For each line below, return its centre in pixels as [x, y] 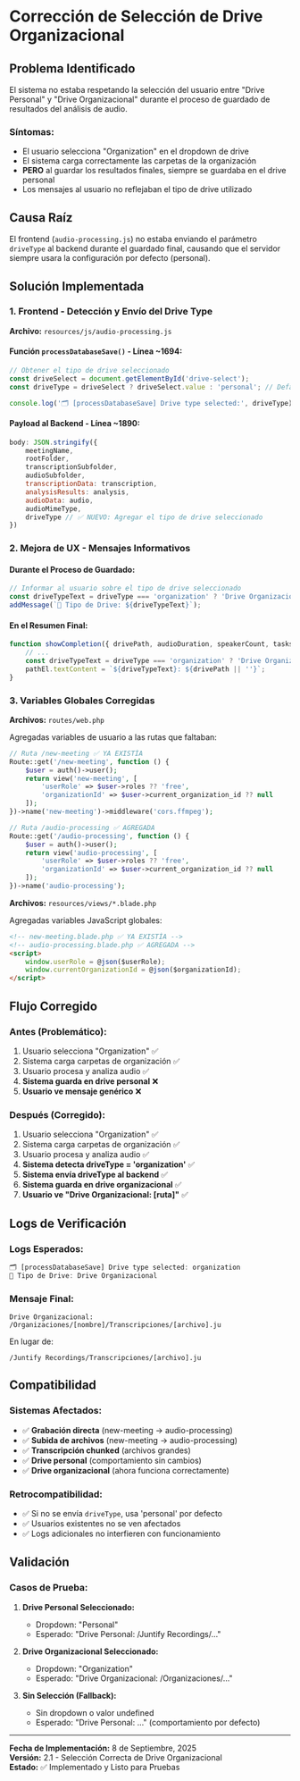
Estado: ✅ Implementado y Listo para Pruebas [95, 1767]
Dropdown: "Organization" [84, 1668]
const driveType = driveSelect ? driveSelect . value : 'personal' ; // [142, 387]
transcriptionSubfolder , [71, 467]
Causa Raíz [41, 218]
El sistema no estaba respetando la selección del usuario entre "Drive [137, 90]
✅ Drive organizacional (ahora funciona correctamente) [125, 1470]
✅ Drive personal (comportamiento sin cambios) [112, 1460]
